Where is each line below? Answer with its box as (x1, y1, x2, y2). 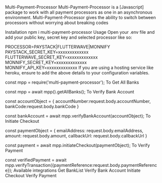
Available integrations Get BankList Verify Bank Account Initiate (13, 167, 141, 173)
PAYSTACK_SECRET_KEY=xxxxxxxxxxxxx (5, 49, 89, 55)
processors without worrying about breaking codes (5, 20, 109, 25)
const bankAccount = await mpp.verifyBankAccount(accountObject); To (5, 113, 151, 119)
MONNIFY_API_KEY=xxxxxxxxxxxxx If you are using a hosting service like (5, 65, 154, 70)
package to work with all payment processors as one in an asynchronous (5, 9, 153, 15)
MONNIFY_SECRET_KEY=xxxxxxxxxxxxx (5, 60, 87, 65)
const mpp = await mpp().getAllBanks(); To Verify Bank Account (5, 89, 135, 94)
